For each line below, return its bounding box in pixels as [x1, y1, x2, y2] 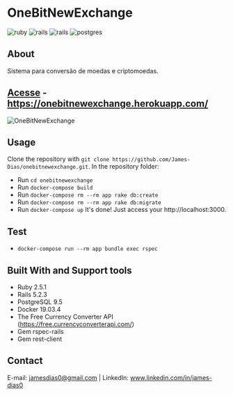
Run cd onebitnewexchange [17, 176, 93, 184]
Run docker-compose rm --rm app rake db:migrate [17, 198, 161, 206]
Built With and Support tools [7, 264, 132, 276]
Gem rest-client [17, 335, 63, 343]
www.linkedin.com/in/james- [129, 373, 212, 381]
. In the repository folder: [88, 162, 159, 171]
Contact [7, 355, 43, 367]
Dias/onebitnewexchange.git [7, 164, 89, 171]
